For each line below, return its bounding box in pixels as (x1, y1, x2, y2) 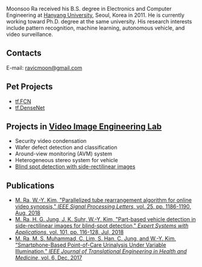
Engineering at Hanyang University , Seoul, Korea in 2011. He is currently (6, 11, 185, 19)
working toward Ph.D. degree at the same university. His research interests (6, 18, 192, 25)
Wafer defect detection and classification (14, 144, 118, 151)
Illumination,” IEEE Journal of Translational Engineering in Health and (14, 248, 187, 255)
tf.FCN (14, 98, 31, 105)
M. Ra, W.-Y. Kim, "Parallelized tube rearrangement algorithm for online (14, 196, 192, 204)
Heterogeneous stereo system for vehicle (14, 157, 118, 164)
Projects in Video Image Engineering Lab (6, 122, 162, 132)
